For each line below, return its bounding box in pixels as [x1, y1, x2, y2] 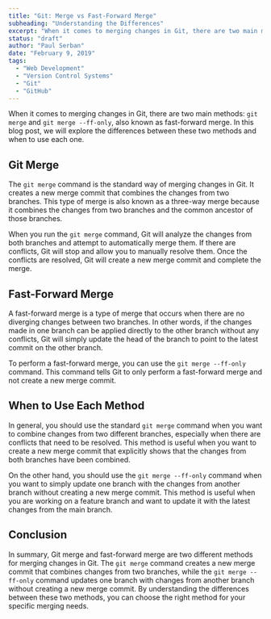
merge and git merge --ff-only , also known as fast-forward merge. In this [8, 118, 254, 128]
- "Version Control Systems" [15, 72, 114, 80]
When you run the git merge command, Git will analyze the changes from [8, 229, 252, 239]
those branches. [8, 214, 63, 224]
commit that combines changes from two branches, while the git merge [8, 567, 247, 576]
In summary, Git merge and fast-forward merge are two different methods [8, 550, 253, 559]
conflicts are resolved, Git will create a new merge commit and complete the [8, 255, 262, 265]
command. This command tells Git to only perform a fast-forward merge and [8, 367, 263, 376]
